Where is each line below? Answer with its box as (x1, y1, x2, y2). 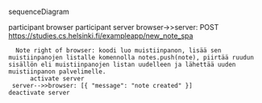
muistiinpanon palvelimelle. (8, 68, 106, 76)
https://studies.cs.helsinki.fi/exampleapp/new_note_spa (8, 31, 193, 40)
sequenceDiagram (8, 7, 70, 16)
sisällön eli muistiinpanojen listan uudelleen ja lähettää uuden (8, 60, 236, 68)
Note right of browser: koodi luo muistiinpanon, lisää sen (15, 47, 222, 55)
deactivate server (8, 89, 70, 97)
